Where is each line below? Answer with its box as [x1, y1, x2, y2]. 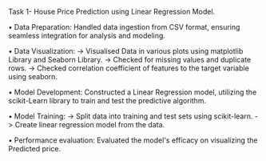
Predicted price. [8, 144, 62, 153]
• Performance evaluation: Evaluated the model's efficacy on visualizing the [8, 135, 258, 145]
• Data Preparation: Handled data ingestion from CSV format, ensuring [8, 22, 240, 31]
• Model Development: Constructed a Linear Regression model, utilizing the [8, 87, 257, 97]
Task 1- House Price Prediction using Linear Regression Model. [8, 7, 216, 16]
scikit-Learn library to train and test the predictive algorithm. [8, 96, 206, 105]
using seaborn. [8, 72, 58, 81]
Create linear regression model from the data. [14, 120, 165, 129]
